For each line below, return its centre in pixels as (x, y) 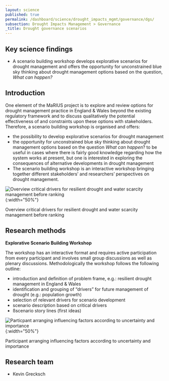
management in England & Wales (47, 284)
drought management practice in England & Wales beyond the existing (78, 110)
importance (17, 346)
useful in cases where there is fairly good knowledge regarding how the (87, 152)
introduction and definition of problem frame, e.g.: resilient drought (82, 278)
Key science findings (39, 49)
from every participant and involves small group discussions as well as (79, 258)
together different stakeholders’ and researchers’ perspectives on (81, 174)
